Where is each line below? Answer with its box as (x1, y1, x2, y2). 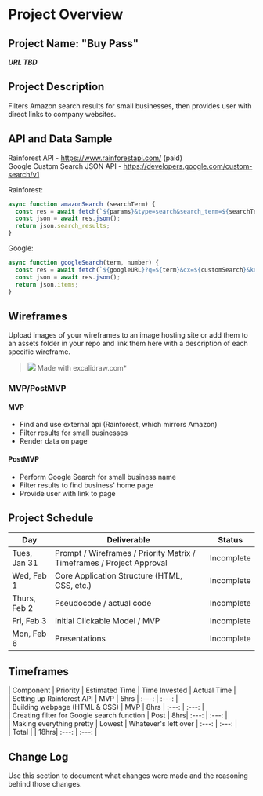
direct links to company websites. (8, 109, 117, 119)
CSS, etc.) (54, 580, 92, 591)
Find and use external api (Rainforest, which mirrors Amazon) (19, 420, 218, 429)
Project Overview (8, 5, 124, 24)
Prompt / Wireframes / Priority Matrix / (54, 548, 196, 559)
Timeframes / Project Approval (54, 557, 168, 568)
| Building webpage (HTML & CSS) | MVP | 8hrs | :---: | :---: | (8, 703, 205, 712)
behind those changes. (8, 779, 82, 788)
